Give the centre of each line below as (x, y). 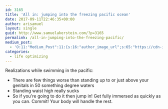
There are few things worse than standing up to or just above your (80, 80)
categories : (17, 51)
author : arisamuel (24, 24)
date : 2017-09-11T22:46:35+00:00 (40, 19)
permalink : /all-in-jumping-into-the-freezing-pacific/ (64, 38)
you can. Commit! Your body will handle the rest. (62, 101)
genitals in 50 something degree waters (53, 85)
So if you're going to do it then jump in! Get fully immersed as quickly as (86, 96)
